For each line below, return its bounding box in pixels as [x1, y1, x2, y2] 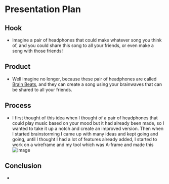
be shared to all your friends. [12, 86, 72, 93]
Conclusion [5, 162, 42, 170]
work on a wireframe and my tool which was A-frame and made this [12, 142, 154, 148]
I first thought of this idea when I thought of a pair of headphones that [12, 115, 158, 121]
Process [5, 101, 31, 110]
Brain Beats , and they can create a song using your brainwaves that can [12, 81, 162, 87]
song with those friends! [12, 48, 63, 54]
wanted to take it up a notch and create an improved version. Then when [12, 125, 164, 131]
